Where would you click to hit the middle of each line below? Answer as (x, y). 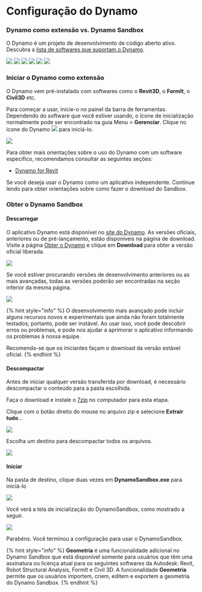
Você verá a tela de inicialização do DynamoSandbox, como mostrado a (96, 509)
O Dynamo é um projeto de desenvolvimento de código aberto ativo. (91, 43)
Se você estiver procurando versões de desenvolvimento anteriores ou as (98, 274)
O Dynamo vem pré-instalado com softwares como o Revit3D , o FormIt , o (98, 91)
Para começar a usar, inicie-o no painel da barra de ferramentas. (87, 109)
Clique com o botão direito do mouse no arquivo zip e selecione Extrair (95, 412)
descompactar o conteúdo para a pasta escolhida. (69, 388)
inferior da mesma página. (39, 287)
